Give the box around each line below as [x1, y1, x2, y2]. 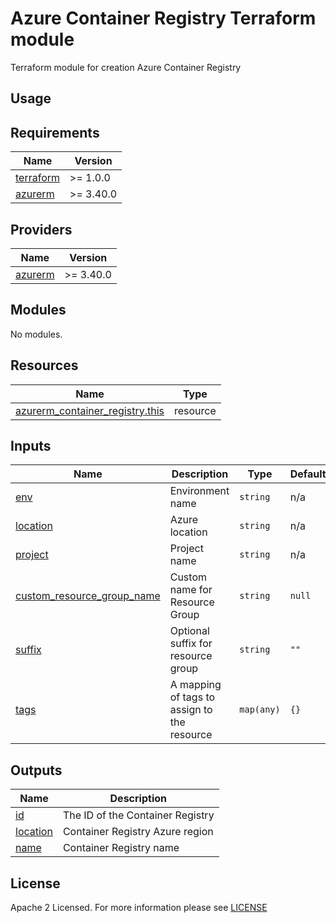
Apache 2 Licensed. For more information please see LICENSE [10, 902, 268, 914]
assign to [169, 703, 213, 717]
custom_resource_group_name [15, 589, 161, 603]
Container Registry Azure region [62, 825, 214, 839]
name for [169, 583, 213, 597]
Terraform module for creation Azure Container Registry [10, 61, 242, 73]
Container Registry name [62, 841, 180, 855]
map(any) [239, 704, 281, 716]
